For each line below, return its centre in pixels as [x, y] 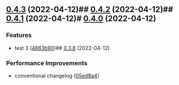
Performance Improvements [47, 63]
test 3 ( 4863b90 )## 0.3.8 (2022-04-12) [62, 48]
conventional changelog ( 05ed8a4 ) [57, 76]
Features [19, 36]
